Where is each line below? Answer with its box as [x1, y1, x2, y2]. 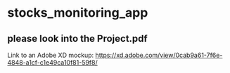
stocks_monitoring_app [7, 5, 148, 21]
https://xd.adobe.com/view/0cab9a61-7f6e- [95, 51, 223, 59]
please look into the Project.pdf [7, 33, 148, 44]
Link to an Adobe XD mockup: [7, 51, 94, 59]
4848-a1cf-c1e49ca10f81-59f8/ [7, 58, 98, 67]
